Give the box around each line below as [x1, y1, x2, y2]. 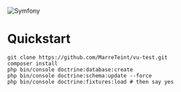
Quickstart [7, 31, 72, 47]
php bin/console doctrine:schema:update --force [7, 72, 152, 79]
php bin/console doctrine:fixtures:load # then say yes [7, 78, 174, 85]
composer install [7, 60, 58, 67]
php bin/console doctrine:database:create [7, 66, 133, 73]
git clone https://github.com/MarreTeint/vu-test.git [7, 54, 168, 61]
